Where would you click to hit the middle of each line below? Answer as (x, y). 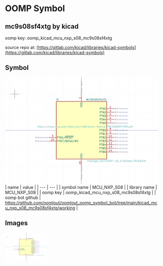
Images (16, 223)
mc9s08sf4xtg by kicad (42, 26)
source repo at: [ (22, 47)
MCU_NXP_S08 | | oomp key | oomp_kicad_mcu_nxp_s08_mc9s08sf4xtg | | (81, 192)
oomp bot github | (23, 198)
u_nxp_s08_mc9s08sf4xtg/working (40, 208)
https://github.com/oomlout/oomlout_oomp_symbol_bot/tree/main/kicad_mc (81, 202)
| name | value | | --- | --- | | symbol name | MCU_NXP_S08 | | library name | (81, 187)
